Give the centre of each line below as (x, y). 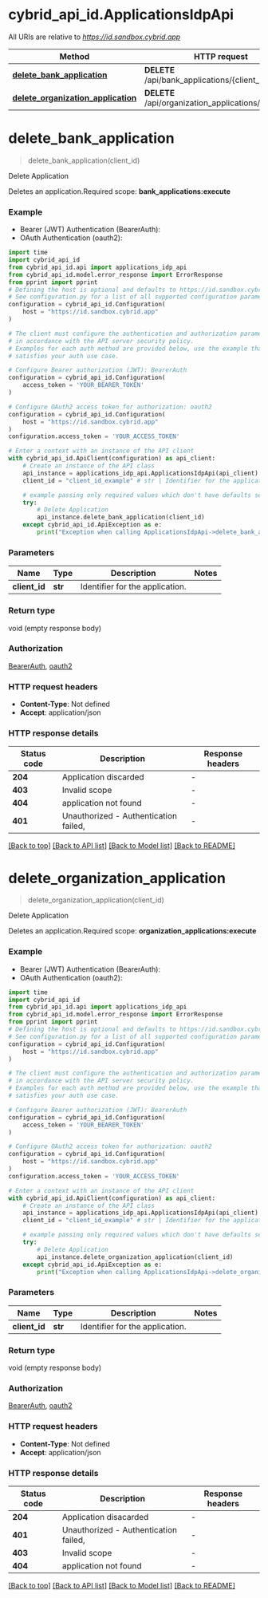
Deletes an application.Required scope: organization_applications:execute (132, 931)
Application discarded (103, 777)
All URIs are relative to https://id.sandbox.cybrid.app (95, 37)
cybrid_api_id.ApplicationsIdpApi (121, 15)
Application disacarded (105, 1517)
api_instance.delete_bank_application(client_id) (121, 517)
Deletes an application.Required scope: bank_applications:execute (120, 191)
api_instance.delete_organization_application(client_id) (135, 1257)
